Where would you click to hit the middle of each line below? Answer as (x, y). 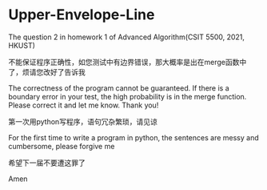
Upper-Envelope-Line (82, 15)
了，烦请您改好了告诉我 (47, 72)
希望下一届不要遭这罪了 (47, 163)
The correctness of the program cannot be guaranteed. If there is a (119, 88)
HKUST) (22, 45)
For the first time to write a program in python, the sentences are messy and (133, 137)
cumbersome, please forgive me (62, 146)
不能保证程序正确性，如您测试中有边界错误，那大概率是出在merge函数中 (128, 62)
